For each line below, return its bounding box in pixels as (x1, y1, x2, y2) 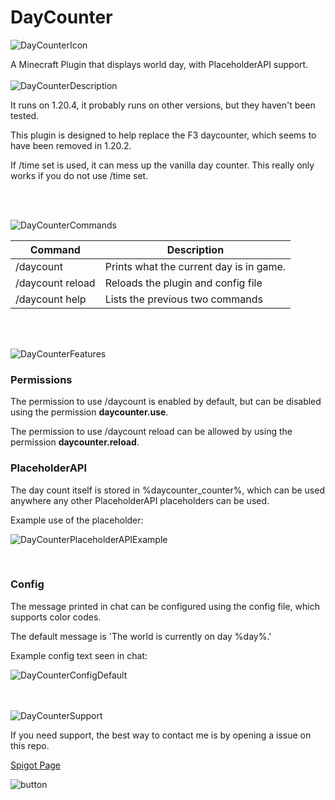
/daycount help (15, 292, 87, 306)
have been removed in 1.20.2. (10, 139, 132, 151)
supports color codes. (10, 611, 102, 623)
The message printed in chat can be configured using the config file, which (10, 600, 320, 612)
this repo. (10, 739, 50, 751)
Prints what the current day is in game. (104, 259, 287, 273)
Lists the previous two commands (104, 292, 264, 306)
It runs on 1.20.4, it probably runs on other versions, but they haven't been (10, 99, 316, 111)
